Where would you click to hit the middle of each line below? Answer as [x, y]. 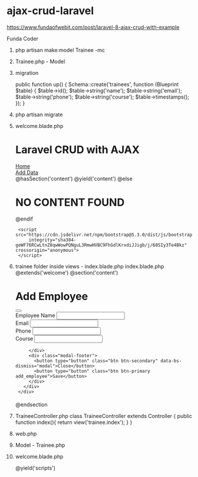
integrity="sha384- [52, 240]
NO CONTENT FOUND [70, 203]
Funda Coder [23, 38]
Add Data [27, 172]
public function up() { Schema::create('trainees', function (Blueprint [97, 84]
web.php [26, 434]
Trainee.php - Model [40, 61]
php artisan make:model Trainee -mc [60, 50]
